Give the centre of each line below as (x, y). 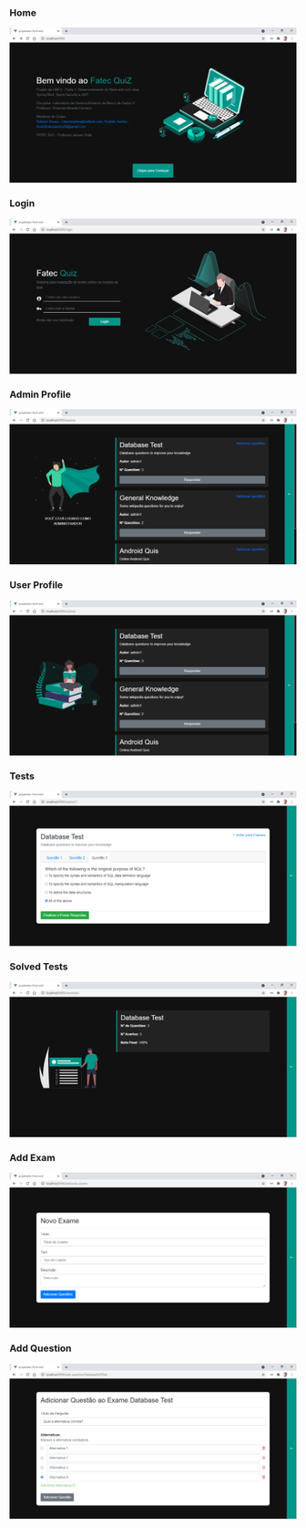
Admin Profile (40, 394)
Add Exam (33, 1157)
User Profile (36, 585)
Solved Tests (39, 967)
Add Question (41, 1348)
